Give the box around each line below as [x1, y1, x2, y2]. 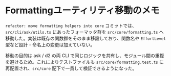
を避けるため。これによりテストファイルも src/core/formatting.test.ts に [5, 59, 164, 65]
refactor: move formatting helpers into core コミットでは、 [5, 22, 137, 29]
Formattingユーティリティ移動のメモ [5, 5, 160, 16]
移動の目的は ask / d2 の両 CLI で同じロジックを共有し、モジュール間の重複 [5, 52, 164, 59]
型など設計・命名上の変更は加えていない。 [5, 41, 95, 47]
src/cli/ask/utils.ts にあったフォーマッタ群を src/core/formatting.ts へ [5, 29, 164, 35]
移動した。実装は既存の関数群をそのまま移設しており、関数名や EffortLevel [5, 35, 166, 41]
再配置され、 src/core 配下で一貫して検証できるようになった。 [5, 65, 137, 71]
